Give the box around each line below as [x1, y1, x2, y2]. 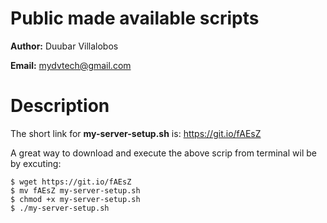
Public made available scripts [10, 7, 260, 30]
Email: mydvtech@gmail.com [10, 59, 132, 71]
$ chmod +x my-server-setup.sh [10, 194, 141, 204]
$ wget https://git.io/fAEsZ [10, 177, 132, 187]
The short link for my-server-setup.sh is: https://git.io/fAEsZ [10, 127, 262, 139]
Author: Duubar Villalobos [10, 40, 119, 52]
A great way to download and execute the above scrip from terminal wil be [10, 147, 317, 159]
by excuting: [10, 157, 62, 169]
